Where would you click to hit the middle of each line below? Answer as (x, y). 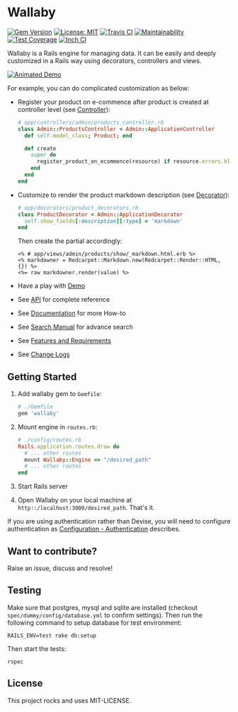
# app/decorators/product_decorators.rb (78, 208)
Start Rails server (43, 487)
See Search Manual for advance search (75, 327)
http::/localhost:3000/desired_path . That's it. (86, 508)
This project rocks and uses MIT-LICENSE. (69, 700)
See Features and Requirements (64, 341)
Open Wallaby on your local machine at (75, 500)
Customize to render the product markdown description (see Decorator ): (124, 195)
